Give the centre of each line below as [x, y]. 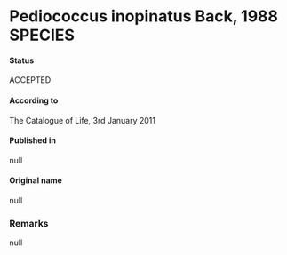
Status [22, 60]
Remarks [29, 223]
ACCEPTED [30, 80]
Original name [36, 180]
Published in [32, 140]
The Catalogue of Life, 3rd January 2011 [82, 120]
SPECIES [42, 35]
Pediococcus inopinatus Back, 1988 [143, 16]
